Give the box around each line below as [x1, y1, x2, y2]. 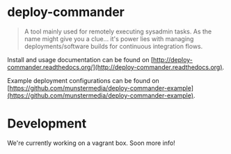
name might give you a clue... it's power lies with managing [24, 34, 194, 43]
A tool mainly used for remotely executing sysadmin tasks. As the [24, 27, 212, 36]
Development [7, 116, 87, 132]
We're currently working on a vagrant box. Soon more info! [7, 139, 175, 147]
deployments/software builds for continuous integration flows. [24, 42, 203, 50]
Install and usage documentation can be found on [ [7, 55, 154, 63]
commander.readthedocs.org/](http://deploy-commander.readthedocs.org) [7, 63, 223, 71]
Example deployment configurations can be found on [7, 76, 160, 84]
